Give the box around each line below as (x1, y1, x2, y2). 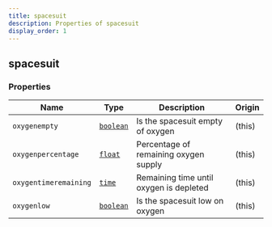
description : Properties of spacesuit (8, 19, 139, 27)
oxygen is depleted (136, 183, 209, 194)
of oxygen (136, 126, 175, 137)
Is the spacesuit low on (136, 195, 224, 207)
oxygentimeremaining (12, 179, 91, 187)
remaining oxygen (136, 149, 205, 160)
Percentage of (136, 139, 191, 150)
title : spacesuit (8, 11, 67, 20)
